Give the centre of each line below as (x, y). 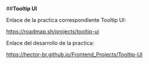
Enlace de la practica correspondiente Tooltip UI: (66, 20)
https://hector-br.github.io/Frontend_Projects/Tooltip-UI (74, 55)
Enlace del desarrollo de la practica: (50, 43)
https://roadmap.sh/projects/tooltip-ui (53, 31)
